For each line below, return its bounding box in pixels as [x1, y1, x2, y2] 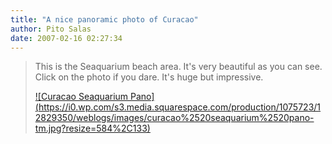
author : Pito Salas [10, 24, 92, 34]
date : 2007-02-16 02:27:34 [10, 33, 123, 43]
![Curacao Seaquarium [34, 91, 129, 103]
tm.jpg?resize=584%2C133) [34, 122, 151, 135]
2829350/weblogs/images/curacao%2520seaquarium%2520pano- [34, 112, 315, 124]
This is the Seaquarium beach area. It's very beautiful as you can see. [34, 61, 323, 73]
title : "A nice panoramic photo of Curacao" [10, 14, 199, 25]
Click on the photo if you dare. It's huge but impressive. [34, 71, 264, 83]
